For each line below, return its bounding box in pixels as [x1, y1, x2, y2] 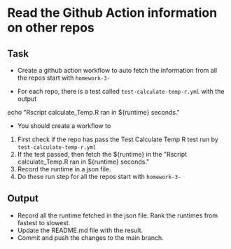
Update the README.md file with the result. [17, 226, 143, 234]
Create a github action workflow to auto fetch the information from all [17, 66, 218, 74]
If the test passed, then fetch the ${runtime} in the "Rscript [17, 150, 188, 158]
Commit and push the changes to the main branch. [17, 233, 164, 242]
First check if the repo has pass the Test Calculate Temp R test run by [17, 135, 218, 143]
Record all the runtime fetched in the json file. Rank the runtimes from [17, 211, 218, 220]
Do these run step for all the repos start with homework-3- [17, 173, 181, 180]
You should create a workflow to [17, 122, 111, 130]
